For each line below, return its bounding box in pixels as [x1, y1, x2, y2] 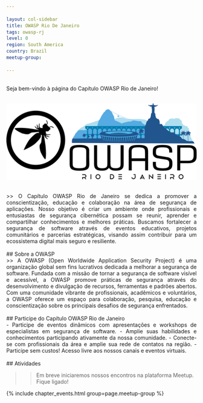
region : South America [6, 42, 63, 48]
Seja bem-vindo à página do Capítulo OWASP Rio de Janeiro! [6, 85, 158, 92]
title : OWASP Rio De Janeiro [6, 22, 80, 28]
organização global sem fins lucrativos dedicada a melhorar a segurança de [6, 264, 197, 271]
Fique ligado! [36, 378, 69, 385]
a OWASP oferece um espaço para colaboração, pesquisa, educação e [6, 296, 197, 303]
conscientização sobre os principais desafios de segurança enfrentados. [6, 302, 188, 309]
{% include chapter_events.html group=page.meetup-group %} [6, 390, 164, 397]
